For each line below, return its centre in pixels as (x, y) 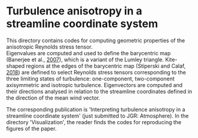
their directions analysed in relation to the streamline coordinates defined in (99, 91)
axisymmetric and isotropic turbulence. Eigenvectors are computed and (95, 85)
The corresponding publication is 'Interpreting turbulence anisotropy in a (96, 109)
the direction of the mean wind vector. (53, 98)
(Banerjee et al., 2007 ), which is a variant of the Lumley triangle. (85, 59)
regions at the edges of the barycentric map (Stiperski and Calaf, (106, 66)
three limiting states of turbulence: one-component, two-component (90, 79)
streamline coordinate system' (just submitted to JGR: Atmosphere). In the (98, 116)
